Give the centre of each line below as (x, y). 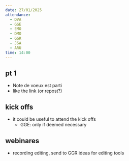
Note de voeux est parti (37, 86)
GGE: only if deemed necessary (53, 125)
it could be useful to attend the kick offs (54, 119)
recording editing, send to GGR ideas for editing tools (68, 153)
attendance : (18, 15)
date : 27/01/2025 (24, 10)
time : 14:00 (18, 52)
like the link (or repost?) (37, 91)
